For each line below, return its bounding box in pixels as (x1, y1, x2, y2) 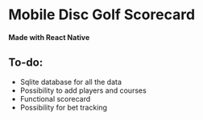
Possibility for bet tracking (19, 102, 107, 112)
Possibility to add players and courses (19, 86, 147, 95)
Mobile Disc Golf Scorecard (8, 6, 196, 24)
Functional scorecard (19, 94, 91, 103)
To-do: (8, 56, 43, 70)
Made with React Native (8, 32, 90, 42)
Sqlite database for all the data (19, 77, 122, 86)
